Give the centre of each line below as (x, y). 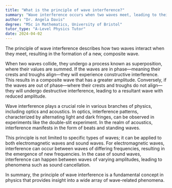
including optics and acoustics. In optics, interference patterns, (72, 111)
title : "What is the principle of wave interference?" (65, 10)
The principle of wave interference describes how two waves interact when (85, 48)
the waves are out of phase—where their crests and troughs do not (76, 85)
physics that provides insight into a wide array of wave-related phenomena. (85, 180)
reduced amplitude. (26, 96)
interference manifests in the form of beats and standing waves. (73, 128)
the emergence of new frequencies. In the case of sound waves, (73, 154)
